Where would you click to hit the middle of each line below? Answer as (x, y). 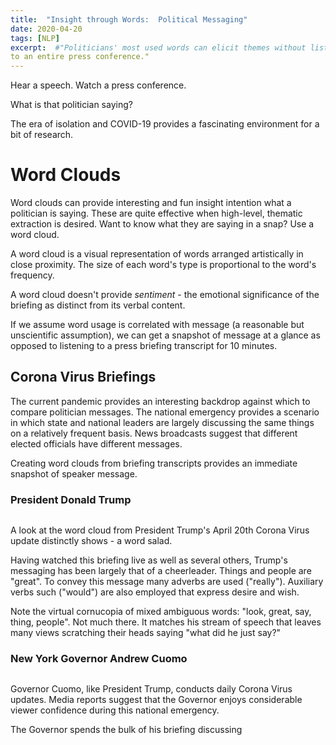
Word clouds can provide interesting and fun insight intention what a (151, 203)
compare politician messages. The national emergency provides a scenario (165, 412)
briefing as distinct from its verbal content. (98, 305)
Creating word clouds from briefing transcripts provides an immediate (154, 463)
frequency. (32, 275)
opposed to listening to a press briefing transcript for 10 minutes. (144, 346)
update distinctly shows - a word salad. (91, 541)
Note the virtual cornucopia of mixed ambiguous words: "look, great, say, (161, 612)
